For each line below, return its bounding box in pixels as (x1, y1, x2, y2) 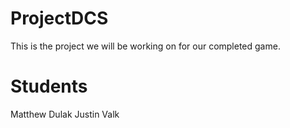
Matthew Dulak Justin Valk (10, 108, 120, 120)
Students (10, 75, 88, 98)
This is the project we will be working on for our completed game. (10, 40, 281, 52)
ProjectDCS (10, 7, 109, 30)
